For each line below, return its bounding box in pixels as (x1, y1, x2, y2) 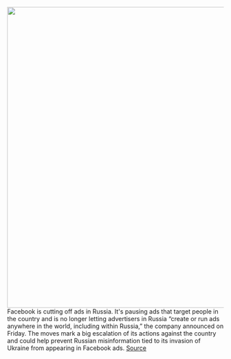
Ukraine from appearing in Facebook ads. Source (7, 344, 146, 352)
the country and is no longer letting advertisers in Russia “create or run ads (7, 315, 220, 323)
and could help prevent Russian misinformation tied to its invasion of (7, 337, 201, 345)
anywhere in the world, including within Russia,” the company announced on (7, 322, 224, 330)
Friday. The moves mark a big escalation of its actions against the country (7, 329, 217, 337)
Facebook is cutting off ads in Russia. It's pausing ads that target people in (7, 307, 219, 316)
